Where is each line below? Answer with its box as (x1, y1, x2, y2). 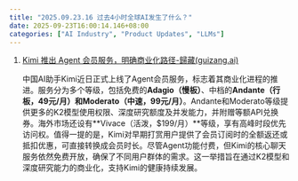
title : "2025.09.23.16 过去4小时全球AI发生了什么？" (9, 12, 193, 22)
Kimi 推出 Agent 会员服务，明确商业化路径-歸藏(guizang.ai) (21, 55, 239, 66)
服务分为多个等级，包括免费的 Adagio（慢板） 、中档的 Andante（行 (37, 85, 281, 96)
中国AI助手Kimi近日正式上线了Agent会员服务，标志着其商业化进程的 (21, 74, 271, 84)
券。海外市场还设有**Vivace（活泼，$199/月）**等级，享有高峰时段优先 (21, 118, 286, 129)
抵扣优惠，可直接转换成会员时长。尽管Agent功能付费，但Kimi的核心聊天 (21, 140, 286, 151)
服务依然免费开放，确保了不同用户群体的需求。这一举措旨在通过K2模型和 (21, 152, 290, 162)
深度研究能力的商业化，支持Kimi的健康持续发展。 (21, 162, 203, 173)
